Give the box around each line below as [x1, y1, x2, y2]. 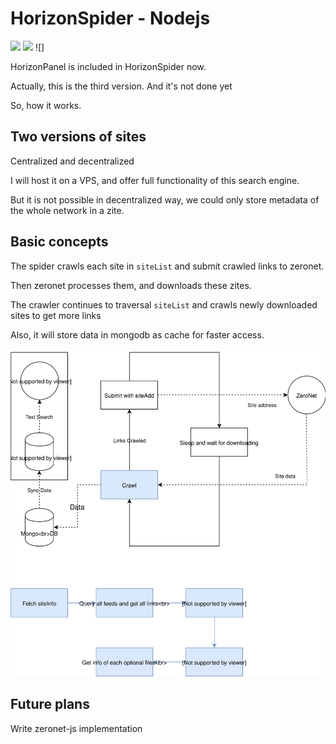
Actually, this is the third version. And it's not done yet [10, 80, 233, 92]
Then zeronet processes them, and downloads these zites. [10, 279, 252, 291]
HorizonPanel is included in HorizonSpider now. [10, 60, 207, 72]
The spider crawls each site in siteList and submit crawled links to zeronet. [10, 260, 325, 272]
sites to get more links [10, 309, 102, 321]
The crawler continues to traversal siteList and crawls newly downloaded [10, 298, 318, 311]
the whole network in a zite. [10, 204, 125, 216]
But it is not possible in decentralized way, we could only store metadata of [10, 193, 320, 206]
